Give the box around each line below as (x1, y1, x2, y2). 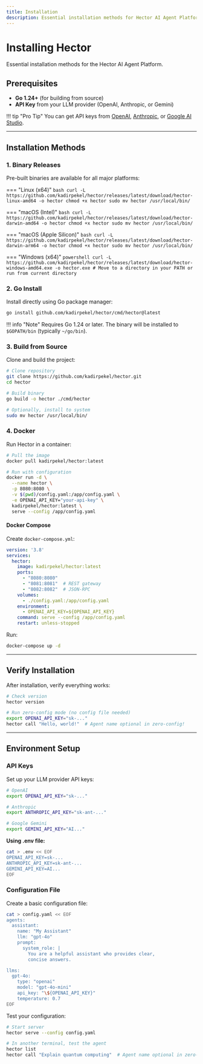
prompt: (17, 940, 36, 946)
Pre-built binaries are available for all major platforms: (6, 174, 140, 181)
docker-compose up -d (6, 643, 61, 649)
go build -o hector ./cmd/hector (6, 396, 91, 402)
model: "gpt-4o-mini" (17, 984, 71, 991)
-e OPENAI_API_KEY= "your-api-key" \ (11, 497, 104, 503)
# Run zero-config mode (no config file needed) (6, 710, 131, 716)
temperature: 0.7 (17, 995, 61, 1001)
